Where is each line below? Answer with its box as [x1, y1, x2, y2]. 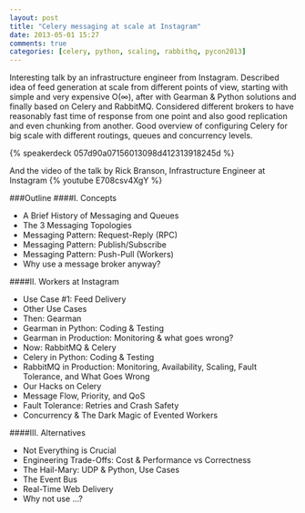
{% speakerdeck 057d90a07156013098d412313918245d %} [9, 147, 235, 159]
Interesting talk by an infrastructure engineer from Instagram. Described [9, 72, 280, 83]
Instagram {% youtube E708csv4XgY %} [9, 175, 163, 186]
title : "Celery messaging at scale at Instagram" [9, 22, 202, 31]
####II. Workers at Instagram [9, 277, 120, 287]
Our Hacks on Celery [22, 381, 102, 392]
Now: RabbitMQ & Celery [22, 342, 117, 353]
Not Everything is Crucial [22, 445, 117, 456]
